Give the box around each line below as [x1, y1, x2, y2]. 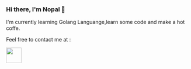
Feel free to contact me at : [6, 36, 71, 43]
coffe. [6, 25, 20, 32]
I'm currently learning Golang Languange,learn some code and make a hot [6, 19, 185, 26]
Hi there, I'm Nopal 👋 [6, 5, 65, 13]
